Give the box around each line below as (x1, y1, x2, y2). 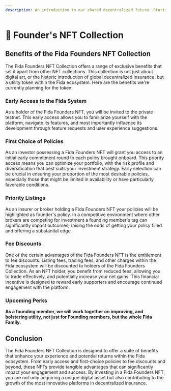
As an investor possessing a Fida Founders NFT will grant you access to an (5, 149, 163, 156)
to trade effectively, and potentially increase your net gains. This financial (5, 273, 159, 280)
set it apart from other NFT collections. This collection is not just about (5, 68, 154, 74)
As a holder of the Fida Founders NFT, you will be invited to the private (5, 109, 154, 115)
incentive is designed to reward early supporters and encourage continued (5, 279, 162, 285)
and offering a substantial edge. (5, 227, 72, 234)
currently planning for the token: (5, 84, 73, 91)
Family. (5, 319, 21, 325)
